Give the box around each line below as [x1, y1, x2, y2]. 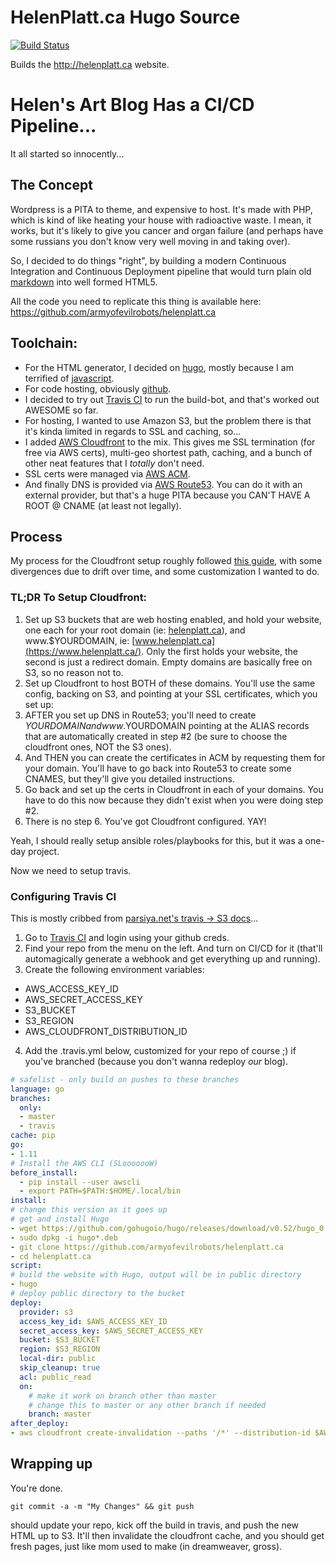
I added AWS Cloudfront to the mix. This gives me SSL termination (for [24, 436, 316, 448]
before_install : [10, 1167, 78, 1178]
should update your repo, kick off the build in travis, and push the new [10, 1519, 300, 1531]
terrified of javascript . [24, 372, 115, 384]
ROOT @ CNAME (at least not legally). [24, 499, 182, 511]
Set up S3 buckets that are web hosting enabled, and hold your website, [24, 613, 322, 625]
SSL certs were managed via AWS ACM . [24, 467, 191, 480]
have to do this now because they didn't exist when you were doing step [24, 794, 324, 806]
